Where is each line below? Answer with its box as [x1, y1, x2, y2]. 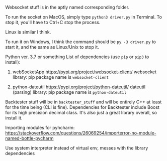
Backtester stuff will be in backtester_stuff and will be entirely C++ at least [5, 99, 162, 105]
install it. [5, 115, 23, 121]
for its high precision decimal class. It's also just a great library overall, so [5, 110, 157, 115]
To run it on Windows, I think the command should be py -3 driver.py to [5, 39, 156, 45]
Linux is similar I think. [5, 29, 51, 35]
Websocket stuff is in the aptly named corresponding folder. [5, 5, 130, 10]
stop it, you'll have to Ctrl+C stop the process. [5, 20, 101, 25]
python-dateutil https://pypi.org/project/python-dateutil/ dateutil [12, 84, 146, 90]
